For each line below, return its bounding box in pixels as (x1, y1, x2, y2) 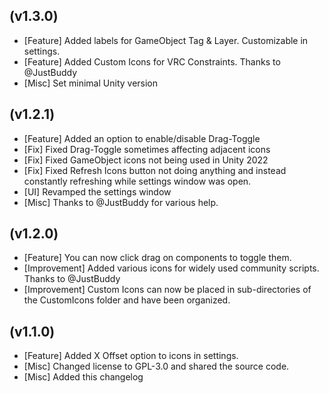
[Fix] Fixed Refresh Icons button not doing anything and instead (23, 164, 287, 176)
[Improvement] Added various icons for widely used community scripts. (23, 262, 320, 274)
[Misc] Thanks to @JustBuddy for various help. (23, 196, 219, 208)
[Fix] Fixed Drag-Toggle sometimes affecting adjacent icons (23, 143, 271, 155)
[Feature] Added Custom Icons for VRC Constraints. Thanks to (23, 55, 281, 68)
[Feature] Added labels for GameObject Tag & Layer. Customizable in (23, 34, 309, 46)
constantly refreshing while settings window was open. (23, 175, 252, 187)
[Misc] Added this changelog (23, 371, 144, 383)
